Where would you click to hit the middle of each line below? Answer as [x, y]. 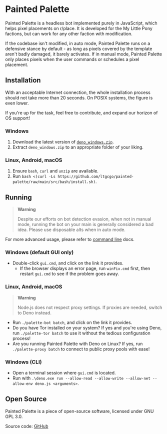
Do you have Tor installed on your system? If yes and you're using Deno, [87, 327]
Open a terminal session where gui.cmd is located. [64, 373]
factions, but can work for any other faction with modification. [69, 33]
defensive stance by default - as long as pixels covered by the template [79, 48]
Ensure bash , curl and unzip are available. [55, 171]
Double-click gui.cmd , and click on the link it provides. [68, 263]
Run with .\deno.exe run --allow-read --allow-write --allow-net [81, 378]
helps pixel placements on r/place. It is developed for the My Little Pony [79, 28]
